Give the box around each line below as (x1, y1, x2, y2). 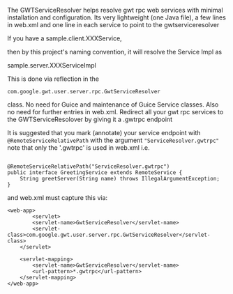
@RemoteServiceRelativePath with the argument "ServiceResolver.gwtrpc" (7, 136, 220, 144)
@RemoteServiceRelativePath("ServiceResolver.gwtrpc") (7, 163, 170, 170)
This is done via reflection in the (7, 75, 100, 83)
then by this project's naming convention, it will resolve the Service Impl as (7, 48, 222, 56)
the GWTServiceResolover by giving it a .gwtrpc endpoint (7, 115, 173, 123)
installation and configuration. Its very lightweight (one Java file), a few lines (7, 13, 227, 22)
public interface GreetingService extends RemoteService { (7, 169, 183, 176)
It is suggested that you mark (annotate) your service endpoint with (7, 129, 201, 137)
